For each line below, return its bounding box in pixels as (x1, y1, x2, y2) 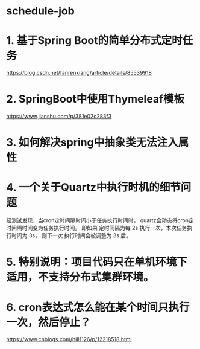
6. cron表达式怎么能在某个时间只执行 (6, 300, 190, 314)
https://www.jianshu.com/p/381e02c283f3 (6, 113, 112, 120)
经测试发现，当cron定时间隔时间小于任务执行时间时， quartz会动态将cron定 (6, 217, 194, 224)
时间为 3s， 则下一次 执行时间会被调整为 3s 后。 (11, 232, 131, 239)
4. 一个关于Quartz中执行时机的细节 (6, 181, 181, 194)
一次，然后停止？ (6, 315, 92, 329)
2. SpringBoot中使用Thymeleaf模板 (6, 92, 185, 106)
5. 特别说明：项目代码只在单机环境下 (6, 255, 187, 269)
